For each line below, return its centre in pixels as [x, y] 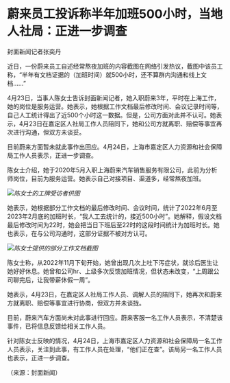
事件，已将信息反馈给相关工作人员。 [58, 326]
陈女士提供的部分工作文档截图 [56, 248]
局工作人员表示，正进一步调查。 [52, 155]
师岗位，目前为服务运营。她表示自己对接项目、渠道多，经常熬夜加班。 [106, 178]
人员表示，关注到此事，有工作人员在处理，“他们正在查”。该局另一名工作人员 [115, 349]
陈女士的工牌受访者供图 [47, 193]
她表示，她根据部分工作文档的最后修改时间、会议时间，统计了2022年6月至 [112, 207]
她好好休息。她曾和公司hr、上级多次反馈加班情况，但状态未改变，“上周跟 [110, 271]
